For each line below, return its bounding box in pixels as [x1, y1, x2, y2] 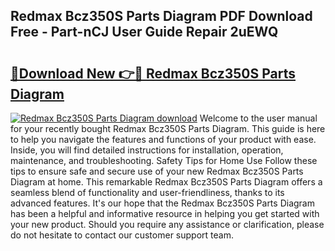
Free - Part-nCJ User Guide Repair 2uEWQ [10, 24, 279, 41]
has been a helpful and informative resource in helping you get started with [10, 208, 320, 219]
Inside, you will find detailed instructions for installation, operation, [10, 144, 284, 156]
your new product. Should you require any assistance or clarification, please [10, 219, 325, 230]
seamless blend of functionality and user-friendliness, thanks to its [10, 187, 285, 198]
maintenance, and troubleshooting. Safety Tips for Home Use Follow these [10, 155, 318, 166]
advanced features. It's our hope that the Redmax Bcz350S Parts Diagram [10, 197, 315, 209]
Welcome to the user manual [199, 112, 318, 124]
